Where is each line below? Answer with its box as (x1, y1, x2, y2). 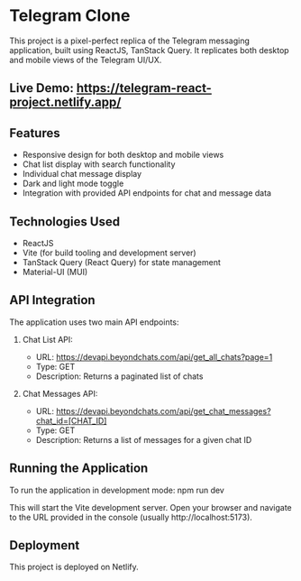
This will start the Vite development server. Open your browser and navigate (9, 502, 292, 512)
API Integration (9, 292, 96, 308)
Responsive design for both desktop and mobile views (22, 150, 224, 161)
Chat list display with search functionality (22, 159, 176, 170)
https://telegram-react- (76, 80, 212, 96)
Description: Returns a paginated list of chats (35, 371, 204, 382)
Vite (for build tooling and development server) (22, 247, 196, 258)
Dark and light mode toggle (22, 178, 124, 189)
